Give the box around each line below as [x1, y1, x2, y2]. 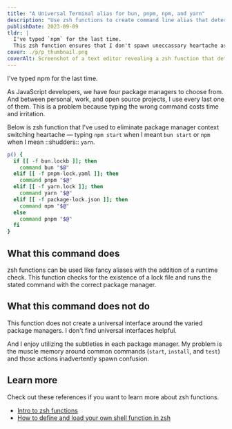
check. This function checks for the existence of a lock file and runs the [7, 273, 212, 281]
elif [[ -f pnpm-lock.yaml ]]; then [13, 170, 119, 177]
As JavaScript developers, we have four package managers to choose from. [7, 87, 224, 95]
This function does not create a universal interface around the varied [7, 319, 203, 327]
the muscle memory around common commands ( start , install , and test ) [7, 347, 220, 355]
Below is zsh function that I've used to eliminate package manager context [7, 122, 220, 131]
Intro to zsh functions [17, 406, 78, 414]
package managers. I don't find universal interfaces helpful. [7, 326, 177, 334]
